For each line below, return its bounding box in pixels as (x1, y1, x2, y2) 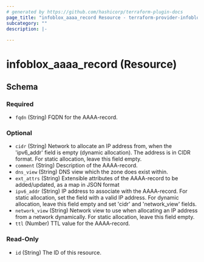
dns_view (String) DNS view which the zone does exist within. (15, 168, 168, 176)
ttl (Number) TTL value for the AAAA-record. (15, 220, 131, 227)
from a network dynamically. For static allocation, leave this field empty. (15, 213, 195, 221)
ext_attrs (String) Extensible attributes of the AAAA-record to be (15, 175, 178, 182)
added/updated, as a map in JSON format (15, 181, 120, 189)
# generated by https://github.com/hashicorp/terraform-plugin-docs (6, 8, 183, 15)
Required (6, 99, 34, 108)
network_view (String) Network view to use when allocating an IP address (15, 207, 198, 214)
